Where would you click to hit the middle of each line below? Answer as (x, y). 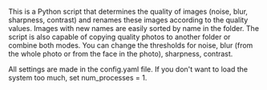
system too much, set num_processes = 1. (78, 78)
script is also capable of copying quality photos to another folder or (119, 37)
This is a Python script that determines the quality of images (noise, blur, (128, 12)
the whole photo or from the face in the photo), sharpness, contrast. (121, 54)
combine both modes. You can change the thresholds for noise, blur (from (131, 45)
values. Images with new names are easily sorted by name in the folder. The (133, 28)
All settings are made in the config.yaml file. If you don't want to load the (128, 69)
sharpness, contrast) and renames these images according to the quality (128, 20)
